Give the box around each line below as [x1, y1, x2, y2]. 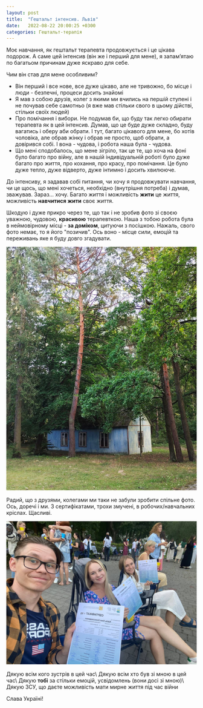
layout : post [6, 10, 39, 16]
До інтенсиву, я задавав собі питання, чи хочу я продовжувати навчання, [6, 178, 196, 185]
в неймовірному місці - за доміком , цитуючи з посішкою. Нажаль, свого [6, 222, 195, 230]
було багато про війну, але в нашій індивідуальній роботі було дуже [14, 153, 190, 160]
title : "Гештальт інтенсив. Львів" [6, 16, 98, 22]
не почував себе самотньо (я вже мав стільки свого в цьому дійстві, [14, 102, 193, 109]
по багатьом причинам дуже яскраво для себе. [6, 59, 130, 67]
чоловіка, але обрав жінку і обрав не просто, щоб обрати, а [14, 134, 170, 142]
